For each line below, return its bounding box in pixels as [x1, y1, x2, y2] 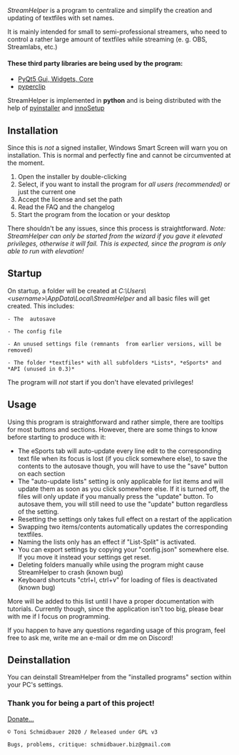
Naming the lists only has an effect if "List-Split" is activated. [17, 537, 196, 546]
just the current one [17, 188, 76, 196]
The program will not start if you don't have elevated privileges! [7, 377, 194, 386]
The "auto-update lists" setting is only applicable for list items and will [17, 477, 223, 485]
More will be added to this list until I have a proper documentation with [7, 597, 214, 605]
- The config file [7, 328, 62, 335]
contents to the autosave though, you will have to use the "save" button [17, 462, 228, 470]
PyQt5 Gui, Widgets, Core [17, 75, 94, 83]
